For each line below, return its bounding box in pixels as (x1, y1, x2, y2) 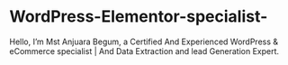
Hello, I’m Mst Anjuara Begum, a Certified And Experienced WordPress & (9, 36, 279, 47)
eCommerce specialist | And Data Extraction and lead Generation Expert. (9, 45, 280, 56)
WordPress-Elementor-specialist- (9, 6, 268, 27)
